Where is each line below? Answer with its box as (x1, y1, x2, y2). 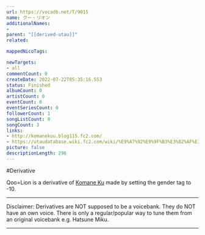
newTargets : (6, 59, 37, 65)
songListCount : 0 (6, 116, 51, 122)
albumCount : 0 (6, 88, 43, 94)
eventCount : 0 (6, 99, 43, 106)
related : (6, 37, 29, 43)
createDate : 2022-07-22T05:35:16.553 (6, 76, 103, 82)
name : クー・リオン (6, 15, 51, 21)
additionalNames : (6, 20, 51, 26)
